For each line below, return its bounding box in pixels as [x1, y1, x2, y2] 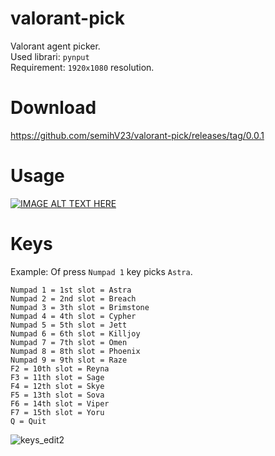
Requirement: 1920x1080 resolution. [10, 61, 155, 73]
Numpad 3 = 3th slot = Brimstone [10, 302, 150, 312]
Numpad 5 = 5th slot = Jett [10, 320, 128, 330]
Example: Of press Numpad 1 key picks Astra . [10, 265, 193, 277]
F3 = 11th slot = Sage [10, 372, 105, 382]
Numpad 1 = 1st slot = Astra [10, 285, 132, 295]
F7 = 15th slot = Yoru [10, 407, 105, 417]
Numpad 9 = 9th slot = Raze [10, 355, 128, 365]
